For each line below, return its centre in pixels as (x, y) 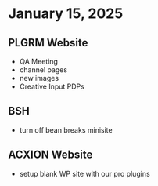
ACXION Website (50, 155)
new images (39, 78)
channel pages (43, 70)
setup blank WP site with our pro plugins (84, 173)
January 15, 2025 (66, 14)
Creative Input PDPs (52, 86)
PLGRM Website (48, 43)
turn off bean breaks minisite (66, 129)
